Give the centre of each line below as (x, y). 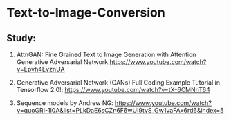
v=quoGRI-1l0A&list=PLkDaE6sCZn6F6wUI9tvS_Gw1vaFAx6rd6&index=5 (120, 110)
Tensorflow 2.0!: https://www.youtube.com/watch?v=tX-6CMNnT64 (113, 90)
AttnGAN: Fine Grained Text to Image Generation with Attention (106, 54)
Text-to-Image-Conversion (86, 13)
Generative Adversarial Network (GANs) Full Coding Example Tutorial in (118, 82)
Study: (21, 38)
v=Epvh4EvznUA (40, 69)
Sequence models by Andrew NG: (65, 103)
